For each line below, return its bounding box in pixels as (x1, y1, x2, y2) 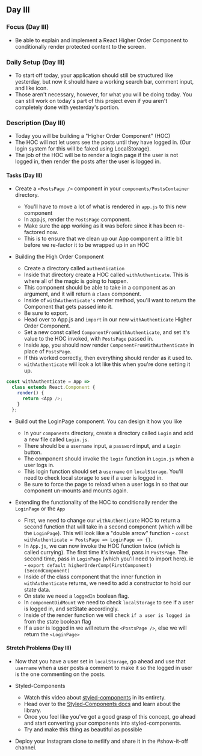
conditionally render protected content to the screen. (14, 43, 146, 50)
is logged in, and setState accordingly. (23, 605, 119, 612)
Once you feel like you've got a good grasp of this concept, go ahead (23, 713, 196, 720)
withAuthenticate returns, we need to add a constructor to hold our (23, 579, 191, 586)
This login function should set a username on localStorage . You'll (23, 468, 183, 475)
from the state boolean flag (23, 618, 91, 625)
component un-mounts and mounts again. (23, 487, 129, 494)
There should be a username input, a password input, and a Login (23, 442, 181, 449)
